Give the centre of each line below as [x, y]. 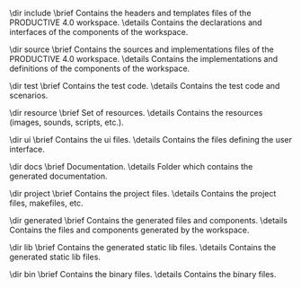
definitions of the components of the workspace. [100, 68]
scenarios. [29, 95]
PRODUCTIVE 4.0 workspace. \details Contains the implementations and [144, 59]
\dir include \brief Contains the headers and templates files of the [130, 13]
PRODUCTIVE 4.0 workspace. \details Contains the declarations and [136, 22]
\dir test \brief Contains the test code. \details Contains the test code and [145, 86]
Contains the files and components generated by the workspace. [129, 230]
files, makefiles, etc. [46, 203]
